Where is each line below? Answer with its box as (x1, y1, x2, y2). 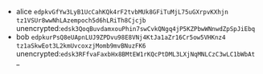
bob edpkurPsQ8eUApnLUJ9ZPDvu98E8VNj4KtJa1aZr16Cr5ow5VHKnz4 (15, 32, 226, 41)
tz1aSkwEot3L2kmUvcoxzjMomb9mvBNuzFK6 (15, 42, 146, 50)
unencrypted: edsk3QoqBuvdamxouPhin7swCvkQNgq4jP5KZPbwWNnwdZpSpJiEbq (15, 24, 256, 33)
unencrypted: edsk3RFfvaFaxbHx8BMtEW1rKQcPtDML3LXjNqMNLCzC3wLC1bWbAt (15, 49, 256, 58)
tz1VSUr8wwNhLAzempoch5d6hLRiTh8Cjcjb (15, 17, 146, 25)
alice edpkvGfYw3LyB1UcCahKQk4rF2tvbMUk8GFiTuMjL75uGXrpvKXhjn (15, 7, 229, 16)
